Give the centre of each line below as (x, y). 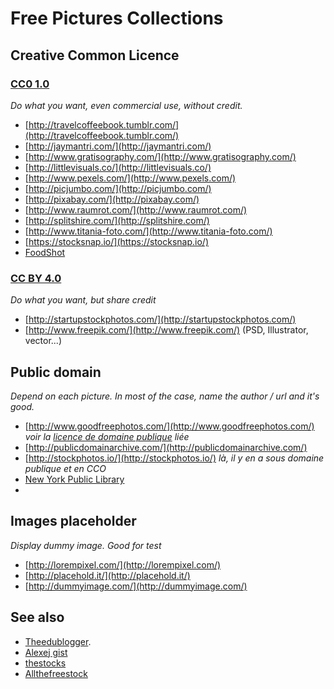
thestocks (45, 663)
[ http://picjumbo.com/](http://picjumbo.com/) (118, 188)
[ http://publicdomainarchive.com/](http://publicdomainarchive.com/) (166, 447)
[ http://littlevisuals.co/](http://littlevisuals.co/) (118, 167)
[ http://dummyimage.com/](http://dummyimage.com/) (136, 586)
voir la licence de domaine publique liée (107, 436)
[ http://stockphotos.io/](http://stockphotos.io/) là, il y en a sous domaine (174, 458)
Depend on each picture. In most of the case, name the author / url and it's (165, 396)
